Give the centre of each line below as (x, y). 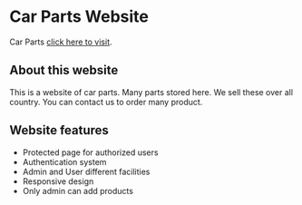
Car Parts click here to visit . (61, 42)
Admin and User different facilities (86, 171)
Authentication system (64, 161)
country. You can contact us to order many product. (106, 102)
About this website (64, 70)
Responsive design (58, 181)
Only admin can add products (78, 190)
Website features (59, 130)
